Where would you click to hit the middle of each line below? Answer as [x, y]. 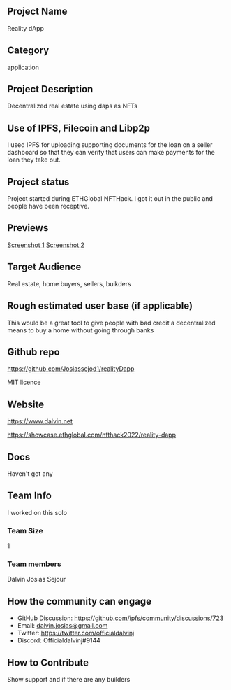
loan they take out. [34, 160]
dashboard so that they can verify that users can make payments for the [111, 153]
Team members [34, 564]
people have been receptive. [48, 206]
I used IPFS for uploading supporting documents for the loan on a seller [110, 145]
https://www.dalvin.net [40, 421]
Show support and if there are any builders [69, 679]
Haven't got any [30, 473]
